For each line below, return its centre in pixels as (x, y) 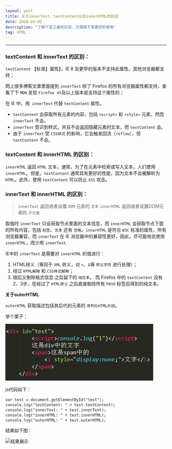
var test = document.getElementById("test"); (55, 400)
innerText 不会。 (30, 121)
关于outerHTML (22, 295)
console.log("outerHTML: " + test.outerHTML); (56, 420)
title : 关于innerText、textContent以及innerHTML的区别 (62, 16)
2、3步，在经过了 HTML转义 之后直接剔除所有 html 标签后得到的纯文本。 (87, 284)
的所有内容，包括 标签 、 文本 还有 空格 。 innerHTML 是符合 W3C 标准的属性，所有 (86, 230)
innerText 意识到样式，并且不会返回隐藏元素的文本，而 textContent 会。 (89, 127)
